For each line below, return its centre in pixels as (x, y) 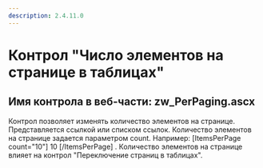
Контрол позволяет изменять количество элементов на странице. (122, 121)
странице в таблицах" (86, 72)
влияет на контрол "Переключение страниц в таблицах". (106, 155)
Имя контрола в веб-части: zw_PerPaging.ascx (132, 102)
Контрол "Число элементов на (116, 55)
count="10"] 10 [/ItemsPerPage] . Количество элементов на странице (126, 146)
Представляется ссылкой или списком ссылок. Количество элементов (130, 130)
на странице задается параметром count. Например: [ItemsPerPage (125, 138)
